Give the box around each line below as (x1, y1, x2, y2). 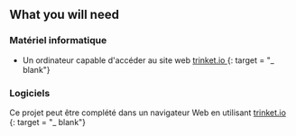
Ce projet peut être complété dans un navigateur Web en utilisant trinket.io (9, 107, 287, 118)
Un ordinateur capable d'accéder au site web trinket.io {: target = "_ (22, 54, 275, 66)
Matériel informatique (9, 34, 107, 47)
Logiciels (9, 86, 51, 99)
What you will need (9, 7, 120, 23)
